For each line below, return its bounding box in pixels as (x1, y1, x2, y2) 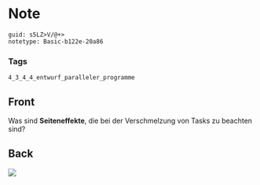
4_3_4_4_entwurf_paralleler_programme (8, 74, 135, 82)
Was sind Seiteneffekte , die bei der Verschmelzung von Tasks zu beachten (8, 116, 253, 126)
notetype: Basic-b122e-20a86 (8, 37, 104, 46)
